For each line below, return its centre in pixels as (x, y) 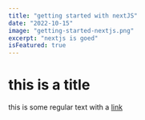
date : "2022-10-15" (41, 23)
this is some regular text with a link (65, 107)
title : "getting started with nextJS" (73, 16)
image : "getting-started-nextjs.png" (71, 30)
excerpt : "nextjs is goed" (53, 38)
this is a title (49, 85)
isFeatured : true (37, 46)
